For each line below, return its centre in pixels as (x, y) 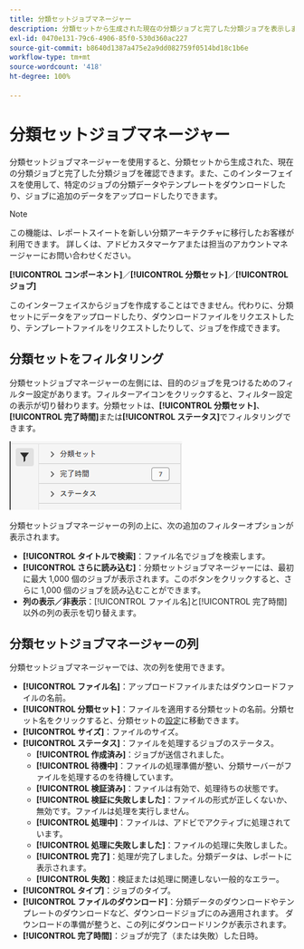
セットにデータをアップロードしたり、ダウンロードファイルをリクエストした (152, 316)
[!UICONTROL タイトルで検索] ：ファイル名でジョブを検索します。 (146, 556)
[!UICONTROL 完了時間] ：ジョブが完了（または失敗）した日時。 (142, 936)
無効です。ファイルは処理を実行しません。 (115, 811)
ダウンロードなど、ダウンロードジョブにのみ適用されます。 (172, 913)
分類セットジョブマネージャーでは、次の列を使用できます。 (119, 667)
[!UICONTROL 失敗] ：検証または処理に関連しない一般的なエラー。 (160, 879)
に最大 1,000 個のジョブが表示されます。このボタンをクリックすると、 (153, 578)
